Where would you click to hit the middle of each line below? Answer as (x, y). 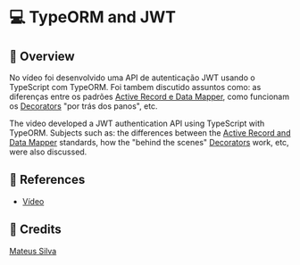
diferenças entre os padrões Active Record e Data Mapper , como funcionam (150, 96)
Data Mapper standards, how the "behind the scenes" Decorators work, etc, (149, 142)
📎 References (47, 180)
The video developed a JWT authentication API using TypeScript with (137, 123)
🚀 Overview (42, 56)
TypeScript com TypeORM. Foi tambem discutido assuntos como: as (135, 87)
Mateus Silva (33, 251)
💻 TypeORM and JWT (93, 17)
